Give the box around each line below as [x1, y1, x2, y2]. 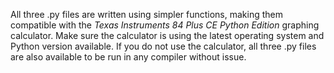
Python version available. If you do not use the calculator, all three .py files [10, 40, 317, 52]
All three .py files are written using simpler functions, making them [10, 9, 284, 20]
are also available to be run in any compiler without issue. [10, 51, 247, 63]
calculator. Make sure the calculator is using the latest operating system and [10, 30, 325, 41]
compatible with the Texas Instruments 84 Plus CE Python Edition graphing [10, 19, 320, 31]
